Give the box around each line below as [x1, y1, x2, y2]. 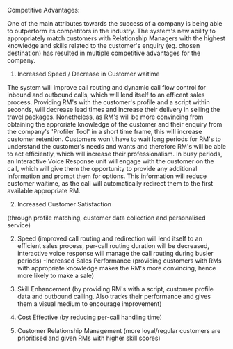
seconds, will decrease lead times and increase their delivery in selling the [7, 106, 220, 113]
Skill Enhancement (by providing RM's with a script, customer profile [17, 285, 214, 293]
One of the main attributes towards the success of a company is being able [7, 19, 223, 27]
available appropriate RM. [7, 187, 81, 195]
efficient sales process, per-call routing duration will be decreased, [17, 242, 210, 250]
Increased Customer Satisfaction [17, 200, 112, 208]
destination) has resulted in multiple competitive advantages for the [7, 49, 201, 57]
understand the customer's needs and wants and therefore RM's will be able [7, 143, 226, 150]
